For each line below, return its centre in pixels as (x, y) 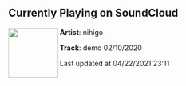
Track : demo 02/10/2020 (101, 48)
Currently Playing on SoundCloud (93, 13)
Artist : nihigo (81, 32)
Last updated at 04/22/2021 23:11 (115, 63)
